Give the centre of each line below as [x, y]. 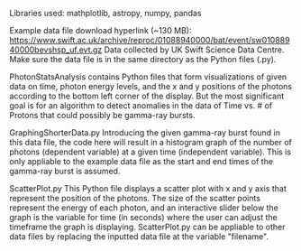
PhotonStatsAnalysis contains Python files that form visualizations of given [148, 77]
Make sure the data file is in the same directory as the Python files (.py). [143, 59]
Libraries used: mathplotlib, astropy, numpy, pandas [105, 13]
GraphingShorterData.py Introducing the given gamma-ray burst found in [145, 133]
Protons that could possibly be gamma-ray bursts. [102, 115]
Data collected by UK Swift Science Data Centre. [194, 50]
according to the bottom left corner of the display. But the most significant [147, 96]
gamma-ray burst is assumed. [65, 171]
